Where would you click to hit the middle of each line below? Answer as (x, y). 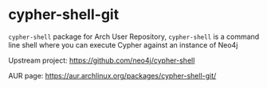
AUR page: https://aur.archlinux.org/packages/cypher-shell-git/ (112, 75)
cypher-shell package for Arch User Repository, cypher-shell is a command (134, 36)
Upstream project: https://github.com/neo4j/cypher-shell (102, 60)
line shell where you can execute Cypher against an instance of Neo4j (123, 44)
